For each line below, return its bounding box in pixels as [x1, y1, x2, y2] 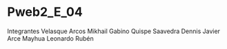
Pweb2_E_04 [7, 4, 83, 20]
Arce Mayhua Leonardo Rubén [7, 34, 95, 42]
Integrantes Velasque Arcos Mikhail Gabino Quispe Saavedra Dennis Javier [7, 27, 221, 35]
